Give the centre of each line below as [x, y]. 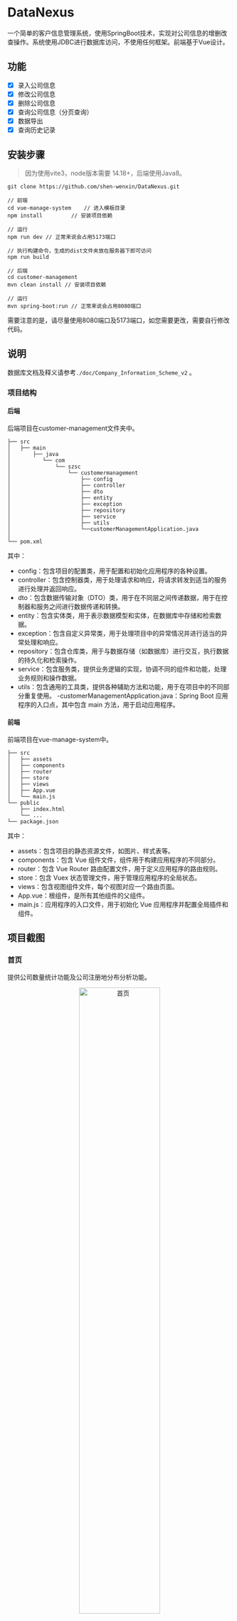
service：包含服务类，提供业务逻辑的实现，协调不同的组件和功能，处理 [122, 669]
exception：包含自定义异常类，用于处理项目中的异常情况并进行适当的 [120, 633]
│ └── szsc [44, 467]
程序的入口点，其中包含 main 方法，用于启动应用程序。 [98, 704]
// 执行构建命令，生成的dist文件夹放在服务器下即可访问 [79, 250]
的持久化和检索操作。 [49, 660]
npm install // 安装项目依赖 [60, 215]
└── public [23, 803]
